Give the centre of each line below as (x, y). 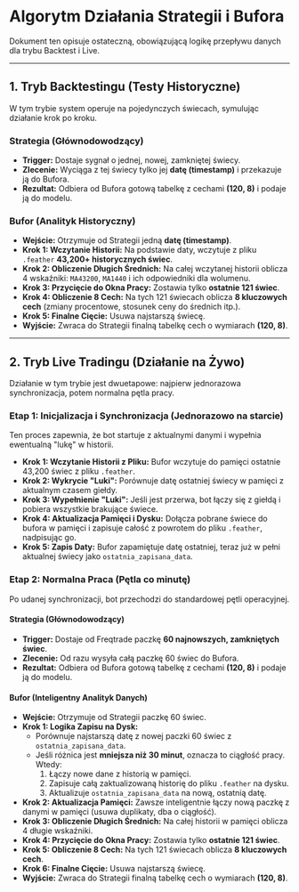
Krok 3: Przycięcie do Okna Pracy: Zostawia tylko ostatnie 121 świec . (151, 288)
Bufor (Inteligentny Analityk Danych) (79, 697)
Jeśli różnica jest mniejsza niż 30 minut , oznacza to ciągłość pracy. (160, 755)
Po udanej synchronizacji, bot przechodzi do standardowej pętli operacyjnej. (149, 599)
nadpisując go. (49, 538)
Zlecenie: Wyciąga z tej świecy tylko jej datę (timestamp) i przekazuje (152, 170)
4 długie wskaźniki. (57, 831)
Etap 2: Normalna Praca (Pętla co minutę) (100, 580)
